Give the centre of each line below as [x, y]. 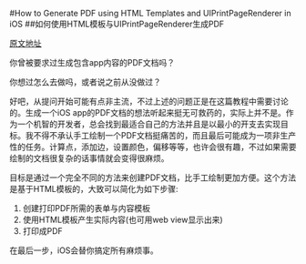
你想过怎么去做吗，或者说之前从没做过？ [85, 82]
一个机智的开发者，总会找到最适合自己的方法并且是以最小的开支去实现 [148, 124]
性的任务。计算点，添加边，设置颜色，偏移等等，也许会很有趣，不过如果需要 [153, 147]
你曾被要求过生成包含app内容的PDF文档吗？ [92, 62]
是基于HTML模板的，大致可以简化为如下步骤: [94, 189]
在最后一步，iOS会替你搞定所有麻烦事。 [84, 250]
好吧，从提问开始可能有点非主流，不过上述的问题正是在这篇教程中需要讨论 [149, 101]
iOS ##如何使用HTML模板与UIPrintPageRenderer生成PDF [117, 24]
